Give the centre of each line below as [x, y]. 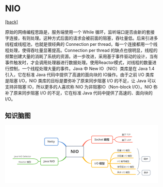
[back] [12, 22]
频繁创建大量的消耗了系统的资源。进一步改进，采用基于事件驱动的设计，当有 [81, 56]
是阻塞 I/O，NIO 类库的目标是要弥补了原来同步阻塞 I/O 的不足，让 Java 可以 [81, 80]
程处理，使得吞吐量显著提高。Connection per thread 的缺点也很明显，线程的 [81, 50]
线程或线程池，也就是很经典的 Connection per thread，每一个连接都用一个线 [81, 44]
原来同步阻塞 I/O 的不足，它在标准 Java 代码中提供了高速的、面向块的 [83, 93]
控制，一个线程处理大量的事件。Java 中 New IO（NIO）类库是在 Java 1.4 [82, 68]
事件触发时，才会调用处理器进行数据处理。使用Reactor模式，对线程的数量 [79, 62]
